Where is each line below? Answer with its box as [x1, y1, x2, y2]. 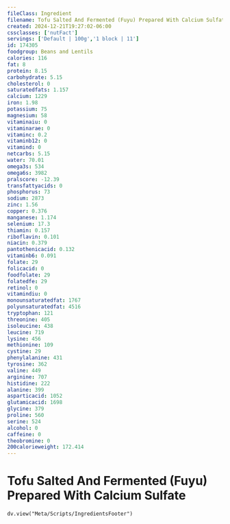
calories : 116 [7, 55, 48, 62]
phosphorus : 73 [7, 189, 51, 195]
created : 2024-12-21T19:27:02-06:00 [7, 23, 112, 29]
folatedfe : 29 [7, 278, 48, 285]
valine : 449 [7, 367, 41, 374]
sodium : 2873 [7, 195, 44, 202]
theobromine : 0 [7, 437, 51, 444]
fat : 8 [7, 61, 26, 68]
